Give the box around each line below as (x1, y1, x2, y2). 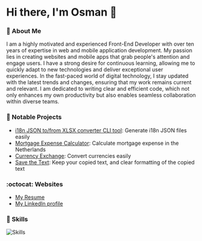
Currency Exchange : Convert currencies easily (14, 152, 131, 159)
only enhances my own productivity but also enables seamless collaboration (6, 91, 196, 99)
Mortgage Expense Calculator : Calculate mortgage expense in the (14, 139, 179, 147)
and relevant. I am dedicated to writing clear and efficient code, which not (6, 85, 190, 93)
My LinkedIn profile (14, 200, 63, 207)
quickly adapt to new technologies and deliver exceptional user (6, 66, 163, 73)
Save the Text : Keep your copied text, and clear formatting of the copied (14, 159, 195, 166)
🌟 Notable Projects (6, 113, 62, 121)
